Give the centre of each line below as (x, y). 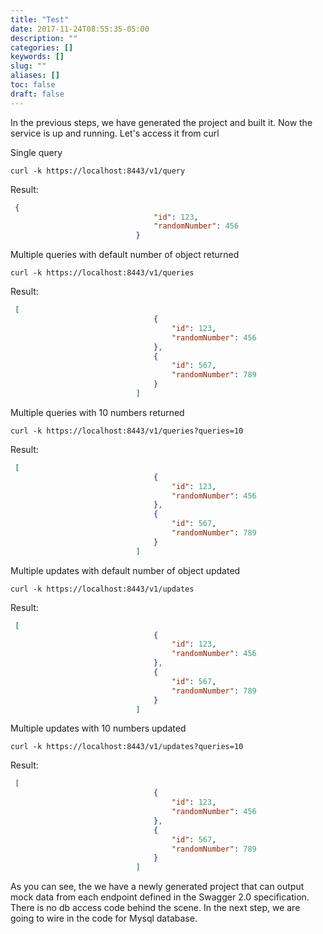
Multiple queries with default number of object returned (125, 255)
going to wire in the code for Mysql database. (104, 918)
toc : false (33, 85)
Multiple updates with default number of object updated (125, 570)
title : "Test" (40, 19)
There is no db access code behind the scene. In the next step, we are (155, 908)
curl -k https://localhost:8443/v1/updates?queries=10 (127, 747)
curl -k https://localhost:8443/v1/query (98, 171)
